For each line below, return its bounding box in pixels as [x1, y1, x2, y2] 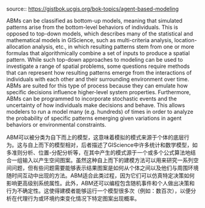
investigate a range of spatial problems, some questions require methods [6, 62, 190, 70]
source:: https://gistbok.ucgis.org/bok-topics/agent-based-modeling [6, 6, 179, 12]
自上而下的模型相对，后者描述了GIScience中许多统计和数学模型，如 [27, 141, 198, 149]
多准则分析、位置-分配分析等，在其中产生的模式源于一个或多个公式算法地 [6, 149, 191, 156]
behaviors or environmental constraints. [6, 121, 107, 128]
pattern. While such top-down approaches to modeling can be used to [6, 56, 183, 63]
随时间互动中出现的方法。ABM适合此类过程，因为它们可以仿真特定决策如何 [6, 172, 195, 179]
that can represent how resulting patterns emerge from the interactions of [6, 69, 192, 76]
